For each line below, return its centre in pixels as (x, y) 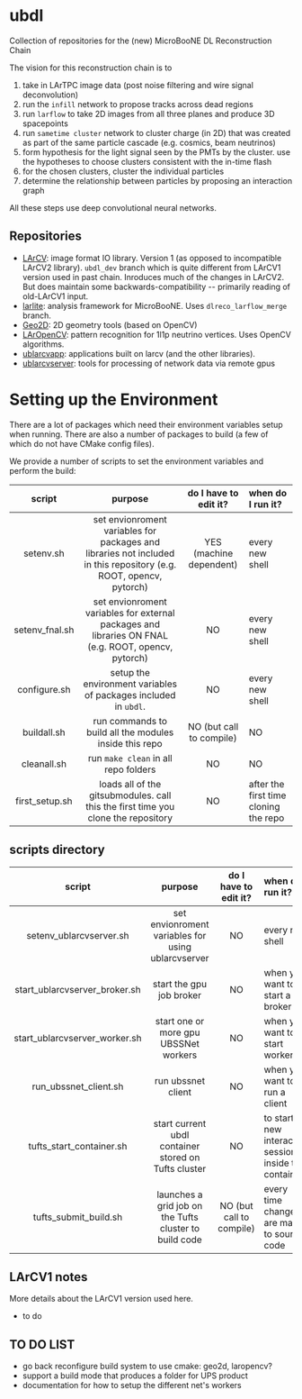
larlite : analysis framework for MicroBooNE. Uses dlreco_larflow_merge (155, 305)
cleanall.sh (44, 764)
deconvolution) (50, 95)
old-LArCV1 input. (55, 296)
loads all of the (130, 784)
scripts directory (57, 850)
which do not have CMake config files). (82, 443)
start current (180, 1123)
